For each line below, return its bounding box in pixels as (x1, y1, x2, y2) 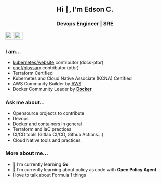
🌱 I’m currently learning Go (12, 161, 69, 167)
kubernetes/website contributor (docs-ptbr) (12, 59, 104, 65)
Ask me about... (5, 99, 45, 106)
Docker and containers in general (12, 121, 82, 127)
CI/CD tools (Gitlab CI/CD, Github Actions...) (12, 132, 104, 138)
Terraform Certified (12, 70, 53, 76)
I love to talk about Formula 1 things (12, 172, 87, 178)
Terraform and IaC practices (12, 126, 72, 132)
